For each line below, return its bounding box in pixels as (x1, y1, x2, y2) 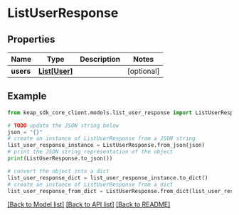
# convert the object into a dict (7, 167, 110, 175)
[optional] (127, 66, 160, 76)
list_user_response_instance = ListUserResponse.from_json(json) (7, 142, 205, 149)
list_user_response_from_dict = (7, 187, 103, 194)
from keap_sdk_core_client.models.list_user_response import (7, 109, 193, 116)
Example (7, 90, 47, 102)
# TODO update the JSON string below (7, 122, 119, 129)
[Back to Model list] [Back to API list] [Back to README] (7, 200, 171, 209)
